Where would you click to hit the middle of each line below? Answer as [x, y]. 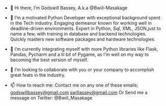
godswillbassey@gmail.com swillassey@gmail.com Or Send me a [79, 92]
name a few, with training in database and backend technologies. [78, 34]
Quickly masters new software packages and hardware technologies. [83, 39]
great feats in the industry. [38, 75]
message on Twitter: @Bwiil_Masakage [51, 98]
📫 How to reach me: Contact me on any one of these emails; [74, 85]
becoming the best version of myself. [49, 60]
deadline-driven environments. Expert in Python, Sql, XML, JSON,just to [86, 28]
